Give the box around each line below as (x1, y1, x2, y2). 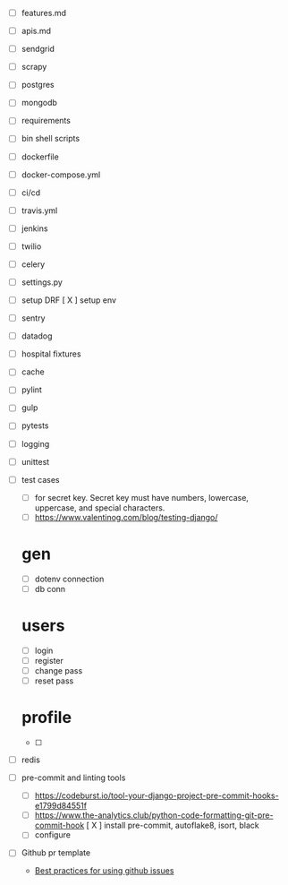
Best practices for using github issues (34, 865, 174, 876)
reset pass (34, 675, 74, 686)
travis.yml (21, 205, 58, 216)
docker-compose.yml (21, 169, 101, 180)
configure (34, 829, 71, 840)
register (34, 655, 64, 666)
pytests (21, 420, 49, 431)
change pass (34, 665, 83, 675)
